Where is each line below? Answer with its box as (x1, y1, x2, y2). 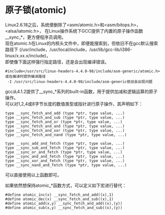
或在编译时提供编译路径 (5, 74, 46, 79)
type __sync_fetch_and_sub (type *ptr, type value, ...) (5, 115, 125, 120)
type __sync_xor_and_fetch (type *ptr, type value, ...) (5, 158, 125, 163)
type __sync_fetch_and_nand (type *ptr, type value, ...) (5, 132, 127, 137)
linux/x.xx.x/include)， (5, 52, 51, 58)
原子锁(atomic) (5, 4, 67, 16)
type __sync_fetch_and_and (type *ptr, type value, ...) (5, 124, 125, 129)
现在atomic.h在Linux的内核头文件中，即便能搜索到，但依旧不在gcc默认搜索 (5, 40, 158, 46)
